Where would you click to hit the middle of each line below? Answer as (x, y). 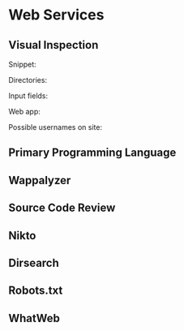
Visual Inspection (53, 45)
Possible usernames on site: (56, 127)
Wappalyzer (40, 180)
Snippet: (22, 64)
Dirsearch (34, 262)
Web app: (24, 112)
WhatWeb (34, 318)
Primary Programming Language (92, 153)
